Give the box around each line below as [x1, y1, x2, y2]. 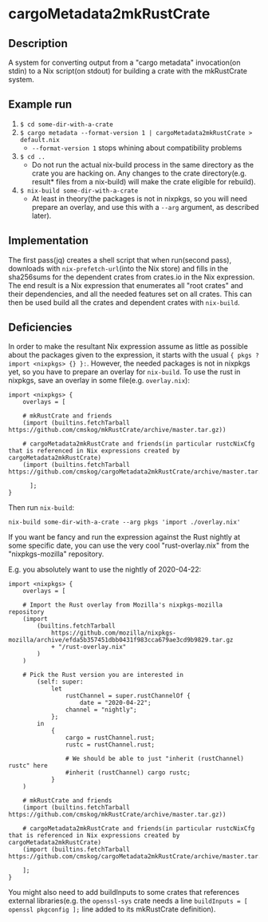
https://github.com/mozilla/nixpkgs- [50, 629, 177, 637]
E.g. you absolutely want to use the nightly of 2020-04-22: [8, 564, 202, 575]
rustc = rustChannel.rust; [65, 741, 156, 749]
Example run [8, 97, 73, 112]
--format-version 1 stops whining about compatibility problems [31, 143, 242, 152]
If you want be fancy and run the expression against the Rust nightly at [8, 532, 241, 542]
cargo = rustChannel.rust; [65, 734, 156, 742]
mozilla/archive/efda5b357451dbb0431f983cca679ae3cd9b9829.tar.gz [8, 636, 234, 644]
